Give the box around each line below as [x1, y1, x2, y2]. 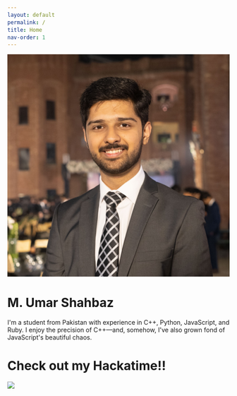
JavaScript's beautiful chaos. [7, 333, 92, 342]
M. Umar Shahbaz [7, 295, 114, 311]
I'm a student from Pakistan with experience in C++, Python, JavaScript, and [7, 318, 230, 327]
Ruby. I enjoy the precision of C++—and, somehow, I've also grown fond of [7, 325, 226, 335]
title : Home [7, 26, 42, 33]
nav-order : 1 [7, 34, 46, 41]
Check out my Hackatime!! [7, 358, 166, 374]
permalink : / [7, 18, 46, 26]
